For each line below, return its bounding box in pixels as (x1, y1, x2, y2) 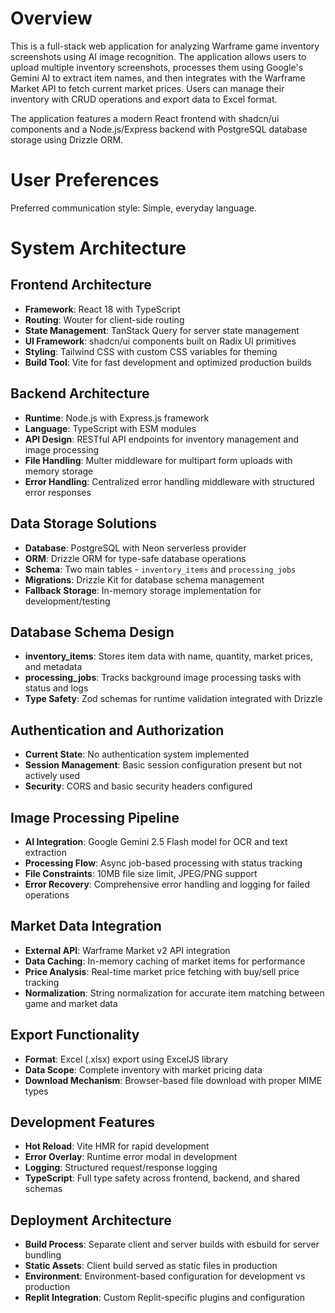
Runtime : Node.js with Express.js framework (24, 412, 210, 424)
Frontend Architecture (10, 277, 152, 294)
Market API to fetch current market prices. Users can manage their (10, 82, 285, 94)
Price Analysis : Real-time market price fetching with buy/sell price (24, 965, 300, 977)
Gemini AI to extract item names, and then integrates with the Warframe (10, 72, 306, 84)
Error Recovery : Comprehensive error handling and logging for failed (24, 878, 311, 890)
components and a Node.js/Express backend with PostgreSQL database (10, 123, 308, 135)
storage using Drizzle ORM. (10, 133, 124, 146)
